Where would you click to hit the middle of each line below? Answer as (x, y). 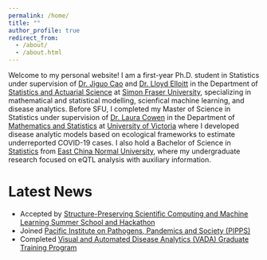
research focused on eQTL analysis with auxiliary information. (110, 159)
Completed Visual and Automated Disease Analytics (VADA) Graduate (134, 239)
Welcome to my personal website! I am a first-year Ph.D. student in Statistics (134, 75)
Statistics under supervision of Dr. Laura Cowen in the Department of (122, 117)
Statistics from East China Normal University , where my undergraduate (124, 151)
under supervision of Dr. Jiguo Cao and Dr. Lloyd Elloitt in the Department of (133, 83)
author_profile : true (44, 30)
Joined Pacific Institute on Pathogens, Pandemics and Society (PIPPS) (135, 231)
